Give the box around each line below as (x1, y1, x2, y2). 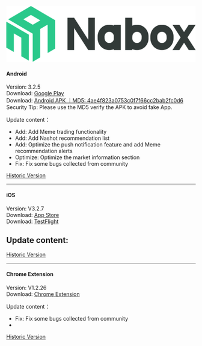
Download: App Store (6, 211, 60, 218)
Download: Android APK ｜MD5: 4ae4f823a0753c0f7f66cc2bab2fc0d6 (6, 97, 183, 104)
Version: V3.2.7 (6, 205, 44, 212)
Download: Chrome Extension (6, 290, 80, 298)
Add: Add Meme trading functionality (14, 128, 107, 136)
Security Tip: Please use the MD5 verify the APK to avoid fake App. (6, 104, 173, 111)
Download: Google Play (6, 90, 64, 97)
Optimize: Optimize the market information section (14, 154, 140, 161)
